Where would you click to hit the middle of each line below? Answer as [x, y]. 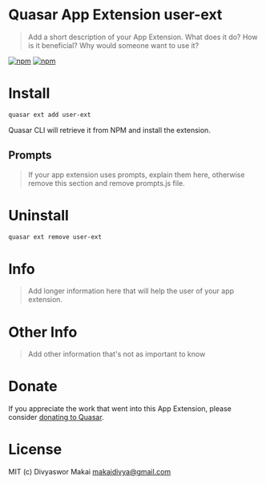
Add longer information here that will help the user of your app [131, 291]
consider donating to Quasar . [56, 417]
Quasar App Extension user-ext [115, 15]
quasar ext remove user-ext [55, 237]
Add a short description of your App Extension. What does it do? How [143, 37]
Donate [33, 387]
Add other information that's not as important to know [117, 354]
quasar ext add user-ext [50, 115]
